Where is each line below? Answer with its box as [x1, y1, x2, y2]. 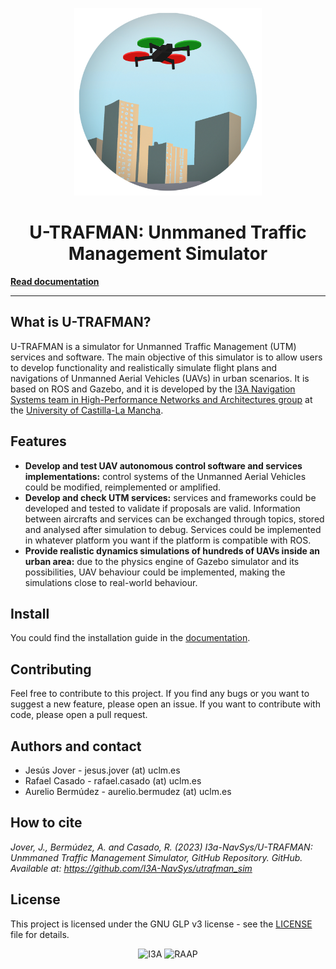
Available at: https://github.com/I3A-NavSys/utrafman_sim [10, 862, 253, 874]
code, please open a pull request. [10, 709, 148, 721]
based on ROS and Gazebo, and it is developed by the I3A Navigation [10, 383, 296, 395]
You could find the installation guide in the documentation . [10, 632, 251, 644]
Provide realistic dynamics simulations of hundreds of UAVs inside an [24, 544, 321, 557]
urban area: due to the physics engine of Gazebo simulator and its [24, 555, 300, 567]
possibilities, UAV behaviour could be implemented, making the [24, 566, 286, 578]
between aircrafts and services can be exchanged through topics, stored [24, 513, 325, 525]
